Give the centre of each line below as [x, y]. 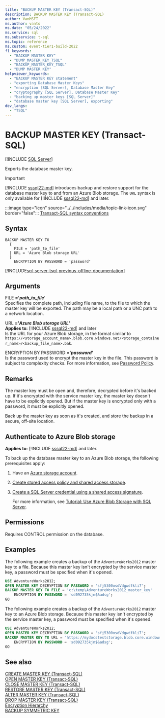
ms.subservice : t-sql [27, 37]
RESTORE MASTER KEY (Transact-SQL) [45, 690]
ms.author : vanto [23, 23]
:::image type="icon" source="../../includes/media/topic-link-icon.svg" [76, 208]
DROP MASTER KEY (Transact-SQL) [42, 700]
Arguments [23, 286]
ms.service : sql [22, 33]
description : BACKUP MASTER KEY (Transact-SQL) [55, 14]
